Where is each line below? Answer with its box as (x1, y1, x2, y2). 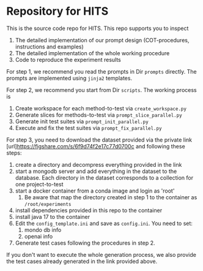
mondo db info (24, 226, 62, 234)
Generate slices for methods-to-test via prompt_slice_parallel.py (15, 111, 182, 118)
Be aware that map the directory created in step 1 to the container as (24, 193, 197, 200)
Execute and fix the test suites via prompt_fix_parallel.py (15, 124, 162, 131)
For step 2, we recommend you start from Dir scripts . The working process (6, 86, 197, 93)
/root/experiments (24, 201, 72, 207)
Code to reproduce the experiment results (15, 56, 121, 63)
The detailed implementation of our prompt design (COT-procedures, (15, 36, 190, 44)
